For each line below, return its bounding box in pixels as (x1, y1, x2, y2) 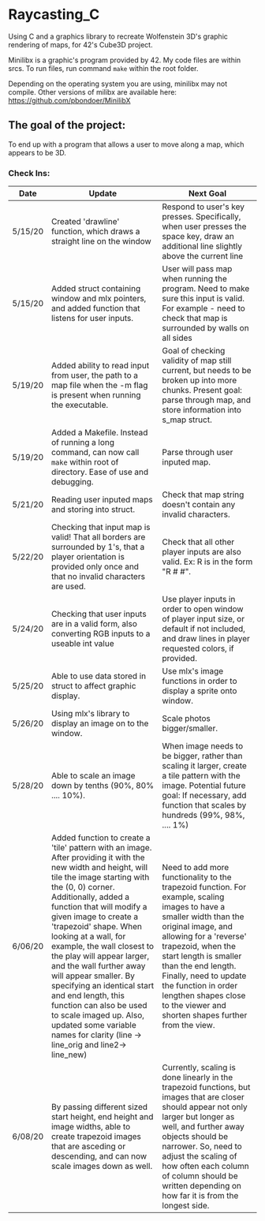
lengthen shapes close (162, 990, 246, 1001)
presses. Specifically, (162, 211, 241, 222)
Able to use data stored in (50, 670, 147, 681)
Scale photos (162, 713, 211, 724)
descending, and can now (50, 1151, 147, 1162)
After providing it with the (50, 852, 145, 863)
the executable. (50, 400, 109, 411)
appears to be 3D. (8, 147, 67, 157)
